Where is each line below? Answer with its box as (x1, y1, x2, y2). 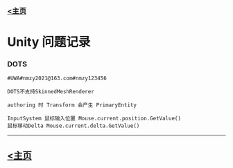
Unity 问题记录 (7, 35, 91, 50)
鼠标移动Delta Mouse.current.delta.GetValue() (7, 122, 140, 129)
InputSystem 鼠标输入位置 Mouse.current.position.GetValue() (7, 115, 182, 122)
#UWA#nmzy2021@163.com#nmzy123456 (7, 75, 107, 82)
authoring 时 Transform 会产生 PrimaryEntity (7, 102, 137, 109)
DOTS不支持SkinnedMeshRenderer (7, 88, 95, 95)
